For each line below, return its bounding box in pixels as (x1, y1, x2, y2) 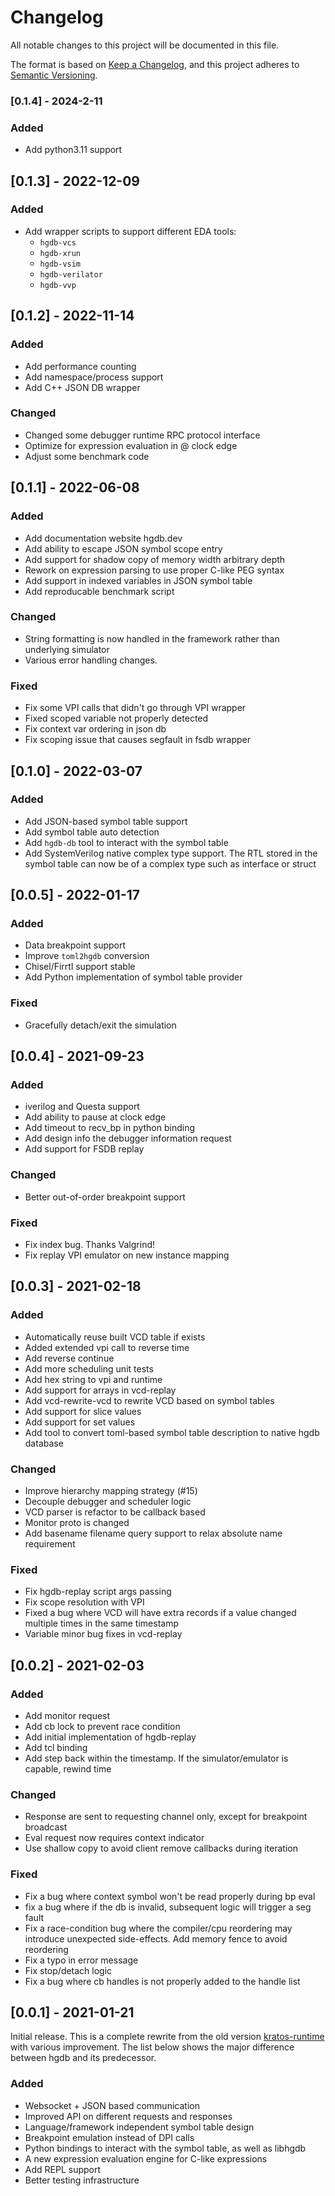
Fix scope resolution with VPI (24, 1596, 145, 1608)
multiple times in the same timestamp (24, 1617, 179, 1630)
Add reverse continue (24, 1352, 115, 1364)
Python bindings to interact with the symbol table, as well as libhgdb (24, 2142, 307, 2154)
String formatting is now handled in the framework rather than (24, 632, 280, 645)
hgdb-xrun (39, 248, 82, 258)
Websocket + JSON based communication (24, 2099, 200, 2111)
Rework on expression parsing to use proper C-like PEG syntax (24, 564, 285, 576)
